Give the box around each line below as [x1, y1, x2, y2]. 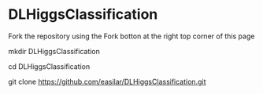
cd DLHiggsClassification [8, 61, 91, 71]
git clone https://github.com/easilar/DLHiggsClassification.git [8, 77, 206, 86]
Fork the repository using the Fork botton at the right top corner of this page [8, 31, 255, 41]
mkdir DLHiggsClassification [8, 46, 101, 56]
